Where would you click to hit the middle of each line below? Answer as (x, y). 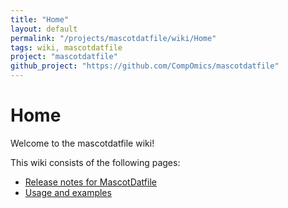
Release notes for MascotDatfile (90, 182)
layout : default (44, 29)
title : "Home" (40, 19)
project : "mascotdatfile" (64, 57)
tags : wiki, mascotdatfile (66, 47)
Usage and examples (68, 192)
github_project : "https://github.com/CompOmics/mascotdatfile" (145, 66)
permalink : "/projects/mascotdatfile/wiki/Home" (113, 38)
